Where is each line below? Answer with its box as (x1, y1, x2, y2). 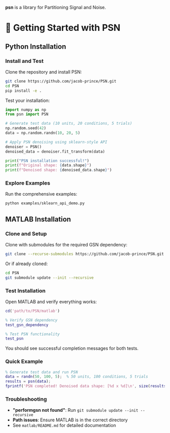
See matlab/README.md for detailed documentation (12, 422, 116, 428)
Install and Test (5, 57, 44, 64)
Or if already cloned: (5, 261, 48, 267)
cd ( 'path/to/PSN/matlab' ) (5, 308, 60, 313)
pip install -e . (5, 88, 42, 93)
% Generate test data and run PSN (5, 370, 78, 375)
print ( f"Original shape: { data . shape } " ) (5, 163, 92, 168)
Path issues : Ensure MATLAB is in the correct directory (12, 417, 128, 423)
